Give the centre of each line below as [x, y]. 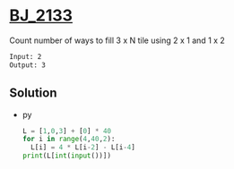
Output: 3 [28, 65]
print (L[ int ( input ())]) [67, 156]
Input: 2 [26, 56]
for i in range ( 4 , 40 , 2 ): [69, 139]
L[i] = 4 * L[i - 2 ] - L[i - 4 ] [83, 148]
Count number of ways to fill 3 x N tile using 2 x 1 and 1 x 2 [117, 40]
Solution [33, 93]
